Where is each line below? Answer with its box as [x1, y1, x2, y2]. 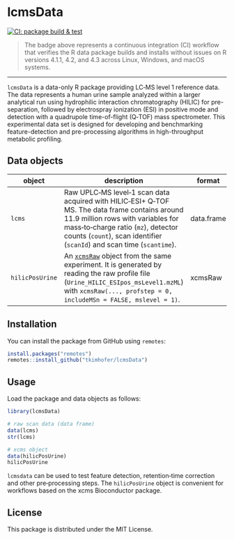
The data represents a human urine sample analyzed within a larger [7, 90, 201, 98]
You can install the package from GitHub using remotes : [7, 337, 166, 345]
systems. [24, 63, 51, 71]
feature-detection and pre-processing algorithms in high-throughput [7, 127, 204, 136]
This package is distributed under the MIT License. [7, 525, 153, 534]
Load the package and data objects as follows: [7, 394, 141, 403]
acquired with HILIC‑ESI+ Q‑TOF [63, 196, 170, 206]
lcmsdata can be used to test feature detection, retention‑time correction [7, 472, 215, 480]
